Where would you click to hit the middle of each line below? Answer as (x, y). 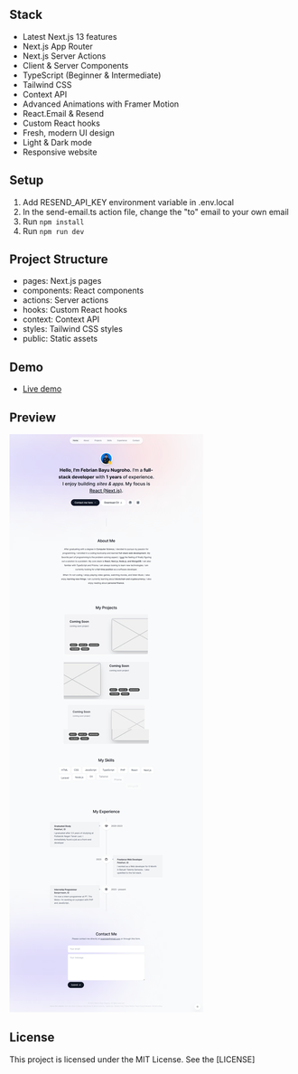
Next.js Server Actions (64, 56)
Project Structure (59, 260)
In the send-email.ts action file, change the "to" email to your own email (155, 212)
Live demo (42, 389)
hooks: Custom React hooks (75, 310)
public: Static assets (60, 339)
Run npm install (53, 221)
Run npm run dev (53, 231)
